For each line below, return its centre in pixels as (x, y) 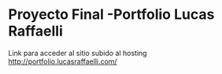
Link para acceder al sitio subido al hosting (78, 53)
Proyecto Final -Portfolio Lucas (111, 15)
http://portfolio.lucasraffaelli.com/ (63, 61)
